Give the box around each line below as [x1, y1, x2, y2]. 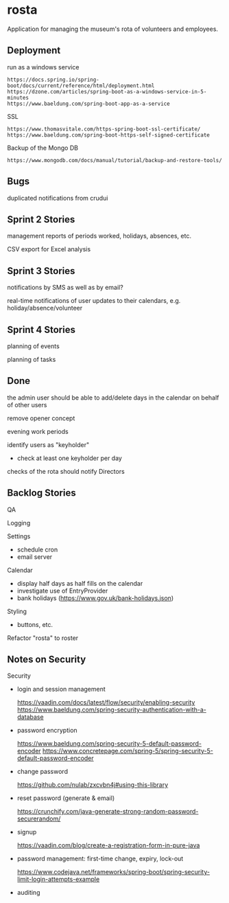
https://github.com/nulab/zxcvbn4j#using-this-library [16, 781, 169, 789]
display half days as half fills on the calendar [16, 579, 143, 587]
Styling [7, 607, 27, 615]
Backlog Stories [7, 487, 77, 499]
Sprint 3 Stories [7, 265, 75, 277]
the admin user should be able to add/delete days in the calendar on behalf [7, 393, 219, 402]
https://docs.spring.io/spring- [7, 76, 99, 83]
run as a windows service [7, 62, 80, 71]
